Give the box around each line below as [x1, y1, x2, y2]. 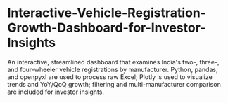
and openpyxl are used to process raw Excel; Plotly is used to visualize [7, 72, 213, 81]
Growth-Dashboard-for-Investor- [7, 20, 206, 36]
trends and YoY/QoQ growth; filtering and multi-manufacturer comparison [7, 80, 222, 88]
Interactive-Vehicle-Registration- [7, 5, 206, 21]
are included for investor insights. [7, 88, 104, 96]
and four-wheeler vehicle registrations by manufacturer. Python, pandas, [7, 65, 218, 74]
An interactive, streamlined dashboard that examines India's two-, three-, [7, 57, 220, 66]
